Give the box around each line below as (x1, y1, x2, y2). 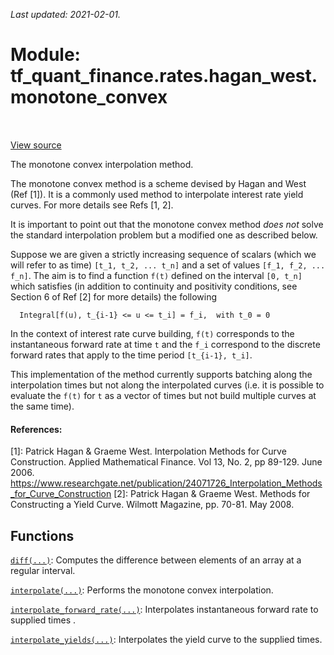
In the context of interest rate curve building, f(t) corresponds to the (10, 327, 295, 339)
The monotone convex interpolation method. (10, 158, 194, 170)
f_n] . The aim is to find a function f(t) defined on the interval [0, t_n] (10, 269, 303, 281)
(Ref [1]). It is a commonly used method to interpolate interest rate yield (10, 188, 304, 200)
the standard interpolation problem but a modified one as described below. (10, 229, 318, 241)
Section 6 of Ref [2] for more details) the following (10, 290, 218, 303)
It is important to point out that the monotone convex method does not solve (10, 218, 324, 230)
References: (10, 423, 63, 435)
